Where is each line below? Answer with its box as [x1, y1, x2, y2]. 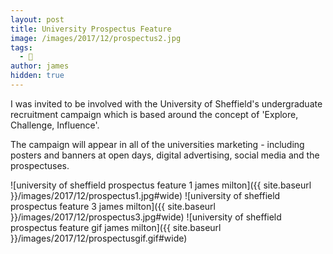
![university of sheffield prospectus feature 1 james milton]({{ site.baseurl [10, 179, 312, 191]
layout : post [10, 14, 65, 25]
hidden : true [10, 71, 65, 81]
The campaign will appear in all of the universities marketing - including [10, 138, 305, 150]
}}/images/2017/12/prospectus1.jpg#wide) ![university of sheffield [10, 189, 281, 201]
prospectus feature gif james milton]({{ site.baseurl [10, 221, 222, 233]
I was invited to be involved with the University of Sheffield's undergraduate [10, 97, 323, 110]
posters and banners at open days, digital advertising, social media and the [10, 149, 320, 161]
